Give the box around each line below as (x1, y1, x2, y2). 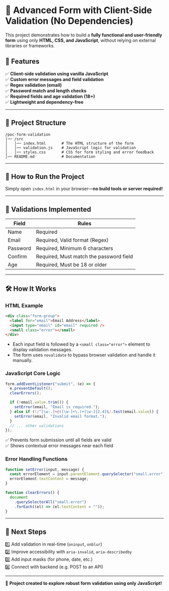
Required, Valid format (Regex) (36, 237, 109, 244)
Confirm (8, 253, 27, 260)
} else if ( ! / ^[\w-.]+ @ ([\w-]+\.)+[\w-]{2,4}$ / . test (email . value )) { (10, 409, 158, 414)
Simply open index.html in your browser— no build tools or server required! (5, 186, 163, 192)
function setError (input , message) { (5, 467, 84, 472)
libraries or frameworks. (5, 42, 55, 48)
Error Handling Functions (5, 455, 68, 463)
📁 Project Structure (5, 118, 66, 127)
